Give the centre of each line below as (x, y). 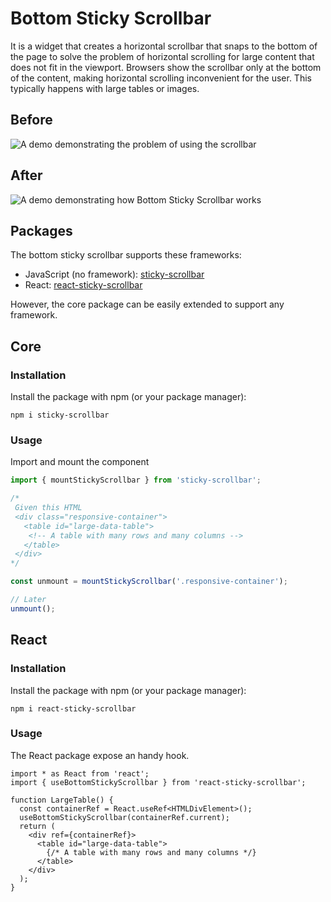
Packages (41, 230)
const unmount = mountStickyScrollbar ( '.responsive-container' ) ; (149, 582)
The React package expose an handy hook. (100, 755)
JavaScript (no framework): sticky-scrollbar (114, 274)
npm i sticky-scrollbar (60, 415)
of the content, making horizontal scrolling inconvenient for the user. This (161, 78)
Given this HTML (48, 508)
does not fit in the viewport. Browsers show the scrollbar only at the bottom (166, 67)
